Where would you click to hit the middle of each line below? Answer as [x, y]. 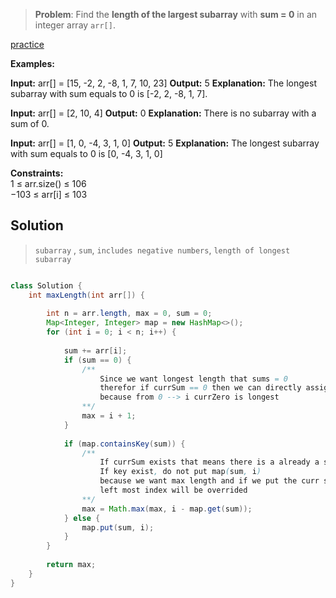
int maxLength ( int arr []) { [86, 295]
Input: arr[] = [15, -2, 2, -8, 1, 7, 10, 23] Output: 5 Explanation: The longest [163, 83]
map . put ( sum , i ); [118, 527]
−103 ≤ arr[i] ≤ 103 [49, 194]
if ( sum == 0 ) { [97, 360]
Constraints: [37, 173]
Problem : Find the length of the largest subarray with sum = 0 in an [176, 14]
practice [27, 44]
